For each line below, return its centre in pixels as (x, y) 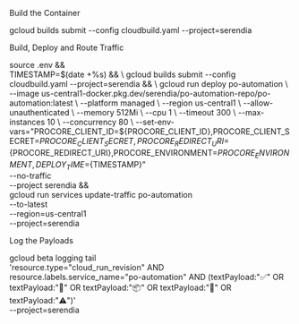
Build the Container (45, 13)
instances (27, 122)
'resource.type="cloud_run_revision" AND (87, 268)
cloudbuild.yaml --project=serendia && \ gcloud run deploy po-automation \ (149, 84)
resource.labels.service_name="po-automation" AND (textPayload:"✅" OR (147, 277)
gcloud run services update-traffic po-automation (101, 195)
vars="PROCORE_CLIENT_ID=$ (67, 132)
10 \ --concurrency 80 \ (90, 122)
